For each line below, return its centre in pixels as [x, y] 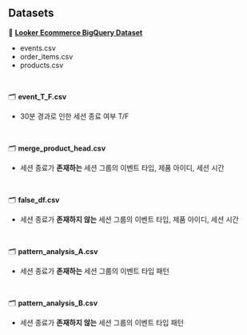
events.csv [38, 48]
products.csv [42, 65]
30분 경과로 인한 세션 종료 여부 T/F [74, 116]
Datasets [31, 13]
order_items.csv [46, 56]
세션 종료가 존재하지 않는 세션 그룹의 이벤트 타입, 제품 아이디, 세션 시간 [129, 219]
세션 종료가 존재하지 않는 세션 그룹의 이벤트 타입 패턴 [102, 322]
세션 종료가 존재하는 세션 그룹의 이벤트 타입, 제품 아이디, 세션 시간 [122, 167]
